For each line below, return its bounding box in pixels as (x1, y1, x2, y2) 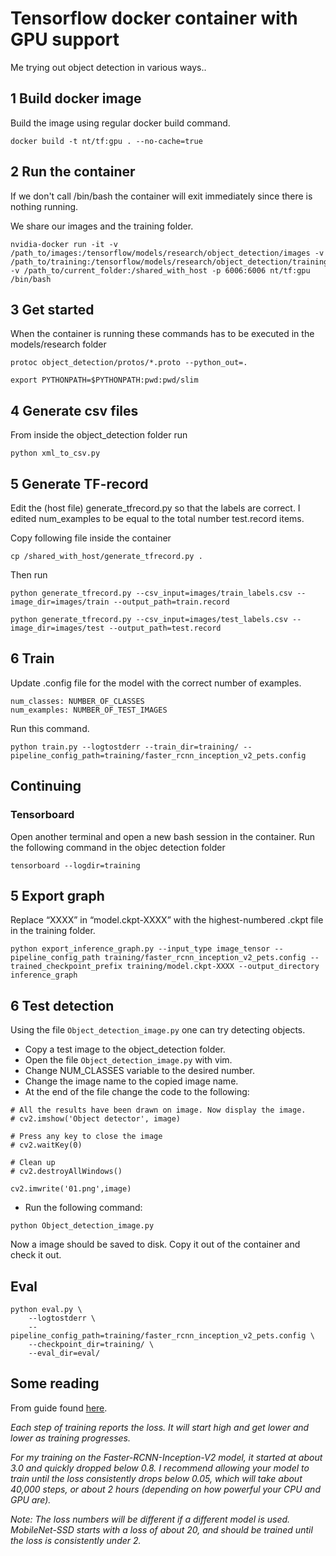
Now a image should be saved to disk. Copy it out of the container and (10, 1238, 301, 1251)
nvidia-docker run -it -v (10, 239, 118, 249)
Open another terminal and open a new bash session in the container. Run (10, 830, 315, 842)
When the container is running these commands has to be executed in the (10, 328, 315, 340)
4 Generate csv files (10, 402, 139, 419)
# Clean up (10, 1158, 56, 1168)
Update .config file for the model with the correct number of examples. (10, 677, 302, 689)
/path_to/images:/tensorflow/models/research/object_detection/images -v (10, 248, 325, 258)
